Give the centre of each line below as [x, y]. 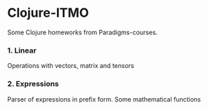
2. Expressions [33, 84]
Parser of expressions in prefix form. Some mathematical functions [104, 99]
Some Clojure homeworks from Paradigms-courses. [83, 32]
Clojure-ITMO [48, 13]
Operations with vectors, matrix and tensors [71, 66]
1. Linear [22, 50]
